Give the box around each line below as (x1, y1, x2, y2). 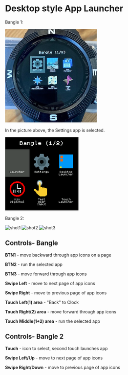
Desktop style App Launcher (5, 3, 124, 14)
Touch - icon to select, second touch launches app (5, 345, 108, 351)
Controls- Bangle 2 (5, 332, 64, 341)
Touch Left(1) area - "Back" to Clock (5, 299, 79, 305)
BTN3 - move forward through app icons (5, 271, 87, 277)
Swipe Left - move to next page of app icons (5, 280, 95, 286)
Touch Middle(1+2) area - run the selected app (5, 318, 100, 324)
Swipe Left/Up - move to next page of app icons (5, 355, 103, 361)
